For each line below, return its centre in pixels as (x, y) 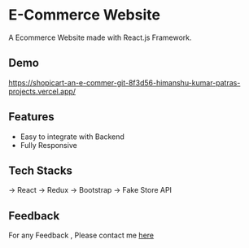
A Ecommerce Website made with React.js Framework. (100, 37)
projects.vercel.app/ (42, 91)
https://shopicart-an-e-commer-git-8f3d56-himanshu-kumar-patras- (124, 82)
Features (31, 117)
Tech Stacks (41, 170)
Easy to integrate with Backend (72, 137)
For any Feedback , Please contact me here (81, 235)
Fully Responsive (48, 145)
